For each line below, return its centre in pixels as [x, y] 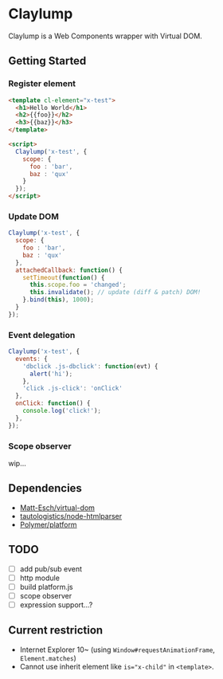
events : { [31, 359]
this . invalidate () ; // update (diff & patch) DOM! [115, 292]
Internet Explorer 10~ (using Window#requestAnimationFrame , [117, 650]
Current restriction [56, 630]
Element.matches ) [48, 657]
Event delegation [42, 335]
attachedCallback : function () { [69, 270]
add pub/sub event [51, 569]
